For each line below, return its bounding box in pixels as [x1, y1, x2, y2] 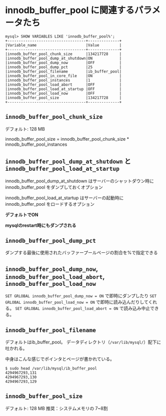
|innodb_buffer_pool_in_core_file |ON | [5, 73, 122, 78]
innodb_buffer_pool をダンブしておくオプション [5, 184, 103, 190]
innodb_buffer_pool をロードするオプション [5, 201, 95, 207]
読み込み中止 [123, 305, 150, 311]
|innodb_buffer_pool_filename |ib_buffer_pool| [5, 69, 122, 74]
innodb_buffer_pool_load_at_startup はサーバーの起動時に [5, 195, 124, 201]
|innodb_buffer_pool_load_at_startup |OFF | [5, 86, 122, 92]
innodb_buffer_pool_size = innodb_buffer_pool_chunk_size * [5, 136, 129, 142]
